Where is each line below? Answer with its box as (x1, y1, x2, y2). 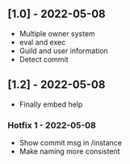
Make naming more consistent (19, 146, 120, 156)
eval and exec (19, 37, 66, 47)
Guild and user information (19, 45, 108, 56)
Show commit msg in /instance (19, 137, 123, 147)
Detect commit (19, 54, 69, 64)
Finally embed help (19, 99, 83, 109)
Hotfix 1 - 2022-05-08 (7, 120, 96, 131)
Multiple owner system (19, 28, 96, 38)
